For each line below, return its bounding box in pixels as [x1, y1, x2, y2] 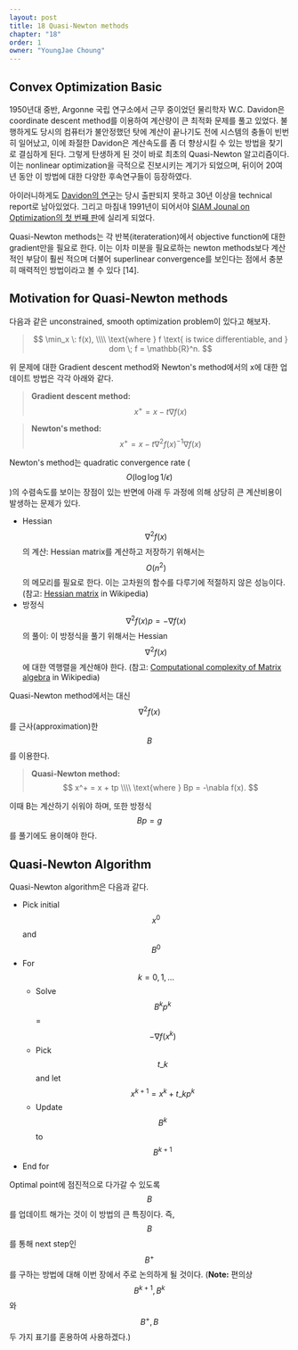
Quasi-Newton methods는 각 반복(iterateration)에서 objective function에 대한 [9, 231, 286, 242]
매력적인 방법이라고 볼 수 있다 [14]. [18, 264, 140, 275]
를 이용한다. [9, 750, 51, 761]
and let [35, 1073, 61, 1083]
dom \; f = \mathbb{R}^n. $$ [109, 343, 213, 353]
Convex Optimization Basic [9, 79, 163, 95]
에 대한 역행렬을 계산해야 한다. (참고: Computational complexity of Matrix [21, 661, 282, 672]
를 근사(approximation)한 [9, 721, 99, 732]
